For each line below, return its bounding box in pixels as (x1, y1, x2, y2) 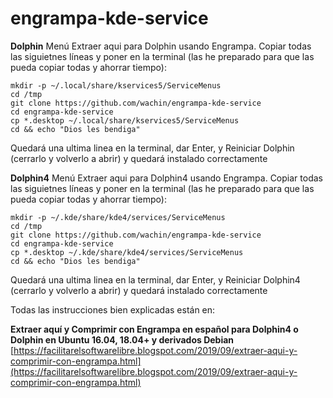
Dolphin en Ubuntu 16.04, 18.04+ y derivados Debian (10, 333, 235, 346)
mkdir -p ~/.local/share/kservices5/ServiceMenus (10, 80, 222, 91)
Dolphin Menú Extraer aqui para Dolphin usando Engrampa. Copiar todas (10, 40, 312, 52)
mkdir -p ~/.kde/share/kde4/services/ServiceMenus (10, 212, 226, 222)
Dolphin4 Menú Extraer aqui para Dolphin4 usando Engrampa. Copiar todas (10, 172, 323, 184)
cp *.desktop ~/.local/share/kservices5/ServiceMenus (10, 115, 240, 126)
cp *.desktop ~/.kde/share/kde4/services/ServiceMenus (10, 247, 244, 257)
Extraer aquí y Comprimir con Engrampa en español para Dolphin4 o (10, 323, 299, 335)
